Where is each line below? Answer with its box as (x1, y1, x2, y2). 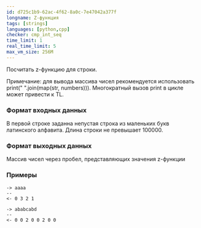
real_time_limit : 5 (6, 44, 57, 50)
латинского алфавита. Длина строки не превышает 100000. (6, 126, 164, 134)
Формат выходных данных (6, 142, 92, 150)
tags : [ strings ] (6, 20, 48, 26)
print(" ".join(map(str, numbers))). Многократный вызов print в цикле (6, 84, 184, 91)
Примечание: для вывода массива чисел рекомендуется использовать (6, 77, 195, 85)
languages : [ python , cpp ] (6, 26, 70, 32)
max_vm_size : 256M (6, 49, 53, 55)
